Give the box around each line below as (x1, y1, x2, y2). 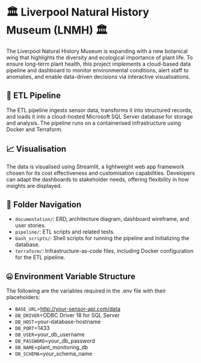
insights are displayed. (6, 182, 62, 189)
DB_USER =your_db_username (14, 331, 85, 338)
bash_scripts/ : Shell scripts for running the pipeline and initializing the (14, 235, 190, 242)
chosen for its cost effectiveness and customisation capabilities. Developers (6, 169, 196, 176)
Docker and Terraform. (6, 125, 63, 133)
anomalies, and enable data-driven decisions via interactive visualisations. (6, 73, 191, 80)
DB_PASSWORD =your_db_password (14, 337, 95, 344)
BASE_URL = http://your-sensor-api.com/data (14, 305, 121, 312)
